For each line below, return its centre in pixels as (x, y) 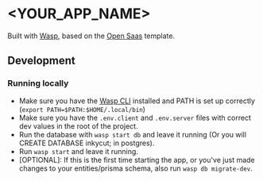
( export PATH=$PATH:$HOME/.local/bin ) (82, 109)
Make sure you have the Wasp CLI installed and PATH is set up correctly (137, 101)
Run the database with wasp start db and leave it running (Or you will (133, 134)
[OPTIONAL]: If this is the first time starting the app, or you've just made (137, 160)
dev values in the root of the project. (78, 126)
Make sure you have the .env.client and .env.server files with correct (135, 117)
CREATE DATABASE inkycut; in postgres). (87, 143)
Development (42, 61)
